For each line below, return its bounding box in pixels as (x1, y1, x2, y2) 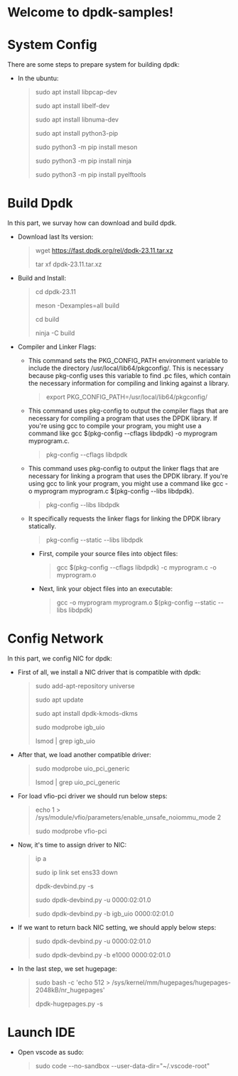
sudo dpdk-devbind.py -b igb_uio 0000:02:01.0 (35, 910, 174, 918)
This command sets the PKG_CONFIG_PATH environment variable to (28, 357, 228, 365)
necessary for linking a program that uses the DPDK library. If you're (28, 472, 229, 480)
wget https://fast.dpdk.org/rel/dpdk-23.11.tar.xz (35, 246, 173, 255)
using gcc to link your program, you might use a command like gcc (28, 479, 224, 488)
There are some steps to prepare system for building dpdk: (7, 60, 180, 69)
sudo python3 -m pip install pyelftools (35, 170, 147, 179)
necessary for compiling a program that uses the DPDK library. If (28, 414, 218, 423)
